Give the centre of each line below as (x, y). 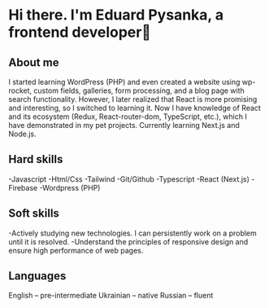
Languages (37, 276)
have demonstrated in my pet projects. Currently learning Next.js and (124, 125)
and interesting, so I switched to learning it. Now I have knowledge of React (135, 108)
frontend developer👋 (80, 32)
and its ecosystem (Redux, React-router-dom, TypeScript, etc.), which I (128, 117)
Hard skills (36, 159)
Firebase (23, 187)
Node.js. (22, 134)
